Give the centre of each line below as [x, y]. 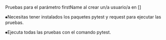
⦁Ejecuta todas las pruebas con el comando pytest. [58, 32]
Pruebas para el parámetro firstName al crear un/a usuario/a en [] [73, 7]
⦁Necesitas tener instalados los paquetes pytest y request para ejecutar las [83, 17]
